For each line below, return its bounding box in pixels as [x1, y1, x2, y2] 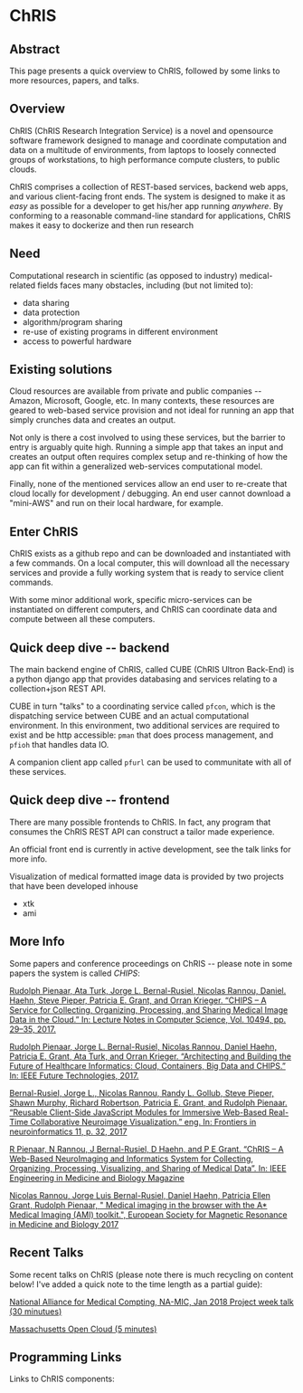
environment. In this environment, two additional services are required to [9, 720, 280, 731]
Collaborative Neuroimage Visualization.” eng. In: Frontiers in [30, 1116, 257, 1127]
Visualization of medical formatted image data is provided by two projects [9, 871, 285, 882]
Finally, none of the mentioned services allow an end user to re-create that [9, 479, 288, 490]
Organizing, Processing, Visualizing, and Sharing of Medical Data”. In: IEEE [9, 1162, 287, 1173]
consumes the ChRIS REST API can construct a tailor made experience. [9, 825, 275, 837]
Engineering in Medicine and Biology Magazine [9, 1172, 185, 1183]
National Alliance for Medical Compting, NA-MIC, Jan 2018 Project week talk [9, 1296, 294, 1307]
